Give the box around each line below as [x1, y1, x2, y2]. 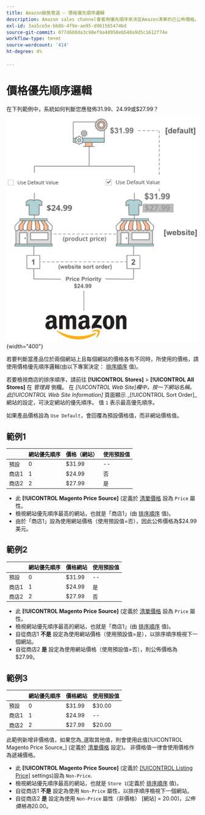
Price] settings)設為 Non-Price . [15, 772, 93, 780]
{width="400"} [6, 342, 44, 350]
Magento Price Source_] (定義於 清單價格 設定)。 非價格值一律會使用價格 [6, 744, 189, 751]
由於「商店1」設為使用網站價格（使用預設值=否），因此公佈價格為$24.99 [15, 517, 197, 524]
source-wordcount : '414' [6, 42, 70, 48]
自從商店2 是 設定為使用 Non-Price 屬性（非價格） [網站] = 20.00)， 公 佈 [15, 795, 196, 802]
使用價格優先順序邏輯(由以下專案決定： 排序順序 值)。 [6, 363, 142, 371]
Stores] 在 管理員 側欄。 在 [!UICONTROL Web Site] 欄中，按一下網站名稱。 [6, 383, 195, 391]
